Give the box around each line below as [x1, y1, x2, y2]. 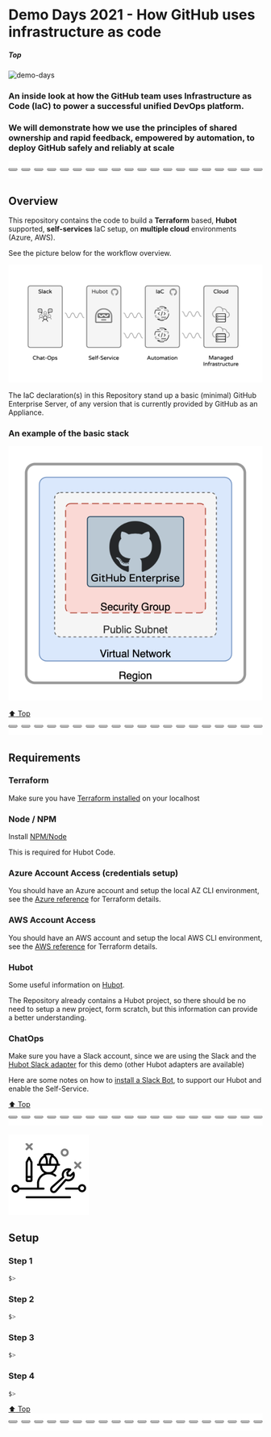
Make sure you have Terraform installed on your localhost [8, 793, 200, 803]
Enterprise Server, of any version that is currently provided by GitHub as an [8, 399, 258, 408]
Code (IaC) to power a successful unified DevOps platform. [8, 101, 244, 112]
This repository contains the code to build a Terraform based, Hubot [8, 215, 237, 225]
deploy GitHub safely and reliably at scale [8, 143, 175, 153]
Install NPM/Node [8, 832, 67, 842]
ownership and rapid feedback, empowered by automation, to [8, 132, 256, 143]
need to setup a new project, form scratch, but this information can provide [8, 1005, 258, 1014]
